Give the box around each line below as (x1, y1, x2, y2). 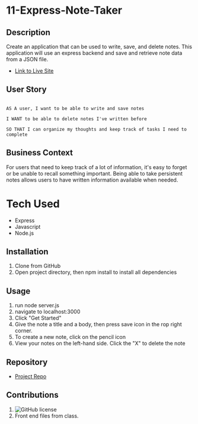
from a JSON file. (6, 56, 49, 63)
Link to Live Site (14, 67, 54, 74)
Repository (6, 357, 48, 367)
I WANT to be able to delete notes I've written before (6, 116, 147, 122)
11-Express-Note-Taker (6, 4, 123, 17)
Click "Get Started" (14, 314, 62, 322)
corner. (14, 327, 33, 334)
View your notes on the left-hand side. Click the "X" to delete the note (14, 340, 186, 347)
